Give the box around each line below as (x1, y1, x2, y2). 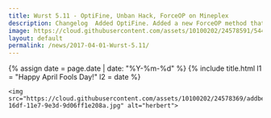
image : (8, 26, 31, 35)
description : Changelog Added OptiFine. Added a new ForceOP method (8, 19, 248, 27)
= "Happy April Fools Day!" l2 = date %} (8, 72, 141, 82)
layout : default (8, 34, 63, 43)
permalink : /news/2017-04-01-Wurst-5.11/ (8, 42, 150, 50)
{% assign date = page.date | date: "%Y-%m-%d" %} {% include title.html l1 (8, 63, 262, 73)
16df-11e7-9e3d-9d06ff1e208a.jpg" (8, 102, 125, 110)
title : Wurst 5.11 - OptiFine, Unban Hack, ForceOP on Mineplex (8, 11, 229, 20)
